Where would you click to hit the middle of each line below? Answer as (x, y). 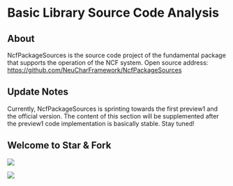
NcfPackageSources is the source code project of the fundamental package (117, 55)
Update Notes (38, 92)
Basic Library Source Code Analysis (113, 13)
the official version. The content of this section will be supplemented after (113, 116)
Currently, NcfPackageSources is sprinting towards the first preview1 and (113, 109)
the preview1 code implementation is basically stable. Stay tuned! (101, 123)
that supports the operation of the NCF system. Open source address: (108, 63)
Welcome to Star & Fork (59, 145)
